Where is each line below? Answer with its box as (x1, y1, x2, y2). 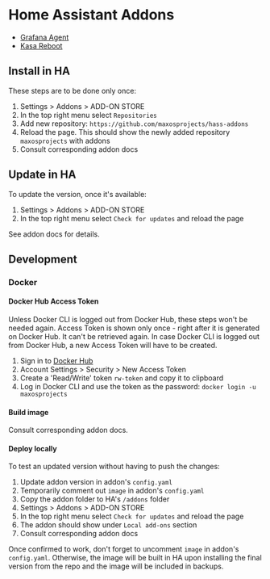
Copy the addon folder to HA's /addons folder (19, 494, 170, 504)
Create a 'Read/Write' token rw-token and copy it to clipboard (19, 373, 224, 383)
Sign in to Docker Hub (19, 356, 93, 366)
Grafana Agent (19, 32, 69, 42)
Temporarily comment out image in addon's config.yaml (19, 486, 205, 496)
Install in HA (8, 65, 71, 78)
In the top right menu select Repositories (19, 110, 157, 120)
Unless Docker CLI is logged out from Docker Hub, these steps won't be (8, 315, 248, 325)
